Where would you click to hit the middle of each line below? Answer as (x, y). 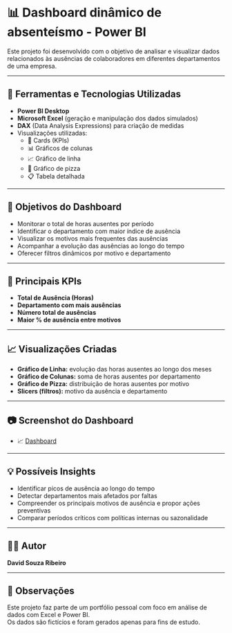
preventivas (34, 510)
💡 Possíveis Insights (51, 471)
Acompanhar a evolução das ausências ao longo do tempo (101, 246)
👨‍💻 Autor (27, 546)
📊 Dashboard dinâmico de (85, 13)
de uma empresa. (32, 66)
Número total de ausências (57, 313)
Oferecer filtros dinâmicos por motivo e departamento (94, 253)
